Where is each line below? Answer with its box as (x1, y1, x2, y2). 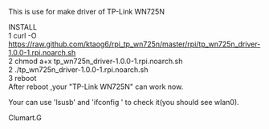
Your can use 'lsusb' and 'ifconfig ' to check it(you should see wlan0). (8, 98, 239, 107)
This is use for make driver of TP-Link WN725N (8, 7, 165, 16)
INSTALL (8, 22, 38, 31)
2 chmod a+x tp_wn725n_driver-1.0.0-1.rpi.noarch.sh (8, 56, 183, 66)
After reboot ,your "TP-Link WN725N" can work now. (8, 82, 184, 91)
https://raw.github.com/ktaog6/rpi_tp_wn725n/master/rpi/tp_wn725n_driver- (8, 39, 261, 49)
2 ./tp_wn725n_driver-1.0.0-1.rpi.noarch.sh (8, 65, 149, 75)
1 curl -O (8, 31, 37, 40)
